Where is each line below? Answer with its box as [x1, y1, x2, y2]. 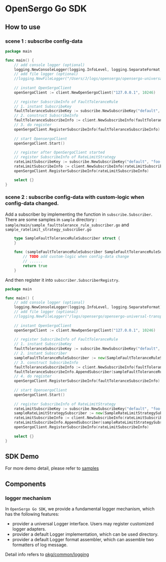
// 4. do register [14, 374, 52, 379]
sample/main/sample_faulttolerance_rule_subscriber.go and [5, 222, 129, 228]
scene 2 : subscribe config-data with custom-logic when [5, 194, 145, 201]
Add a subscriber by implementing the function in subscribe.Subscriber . [5, 211, 153, 217]
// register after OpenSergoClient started [14, 150, 105, 155]
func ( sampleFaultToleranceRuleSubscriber [14, 250, 103, 254]
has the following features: [5, 511, 59, 517]
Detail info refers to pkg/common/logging [5, 552, 89, 558]
